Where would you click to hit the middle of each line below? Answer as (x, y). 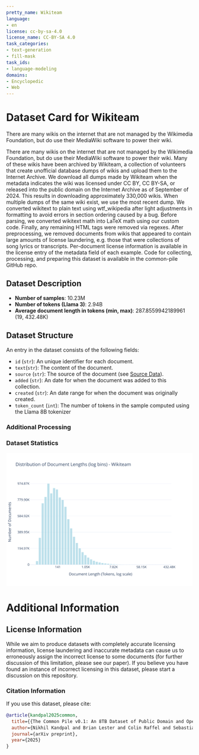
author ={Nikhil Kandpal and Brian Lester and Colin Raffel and (91, 728)
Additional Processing (38, 427)
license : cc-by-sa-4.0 (34, 31)
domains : (17, 75)
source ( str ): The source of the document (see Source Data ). (89, 374)
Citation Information (36, 690)
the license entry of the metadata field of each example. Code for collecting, (99, 252)
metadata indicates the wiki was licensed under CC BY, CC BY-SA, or (91, 183)
